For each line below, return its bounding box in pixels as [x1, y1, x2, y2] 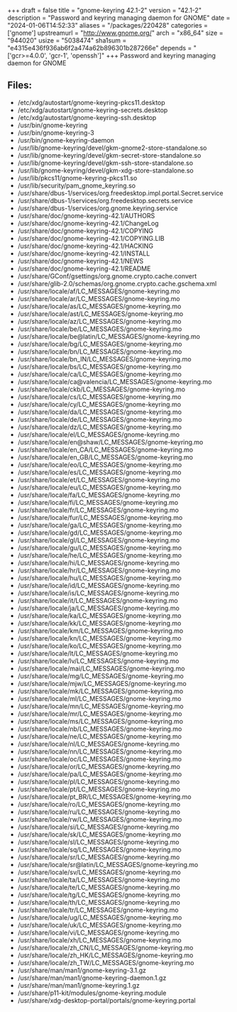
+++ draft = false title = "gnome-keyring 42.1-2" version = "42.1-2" [7, 6, 202, 14]
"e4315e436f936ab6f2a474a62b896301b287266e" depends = [7, 44, 192, 52]
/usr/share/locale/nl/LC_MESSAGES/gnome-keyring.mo [17, 739, 180, 748]
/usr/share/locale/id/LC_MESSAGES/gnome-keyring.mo [17, 581, 180, 589]
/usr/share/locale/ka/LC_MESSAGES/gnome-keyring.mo [17, 611, 182, 620]
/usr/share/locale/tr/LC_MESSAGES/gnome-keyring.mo [17, 905, 179, 914]
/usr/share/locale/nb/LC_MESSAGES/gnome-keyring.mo [17, 724, 182, 733]
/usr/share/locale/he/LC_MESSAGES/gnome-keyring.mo [17, 550, 182, 560]
